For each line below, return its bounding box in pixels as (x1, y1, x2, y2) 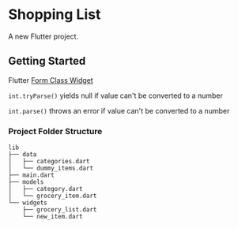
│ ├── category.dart (8, 185, 83, 193)
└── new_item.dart (22, 213, 83, 221)
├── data (8, 151, 37, 159)
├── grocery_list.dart (22, 206, 97, 214)
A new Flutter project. (8, 32, 79, 41)
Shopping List (8, 6, 101, 24)
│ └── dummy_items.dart (8, 164, 93, 173)
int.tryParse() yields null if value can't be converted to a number (8, 91, 223, 100)
